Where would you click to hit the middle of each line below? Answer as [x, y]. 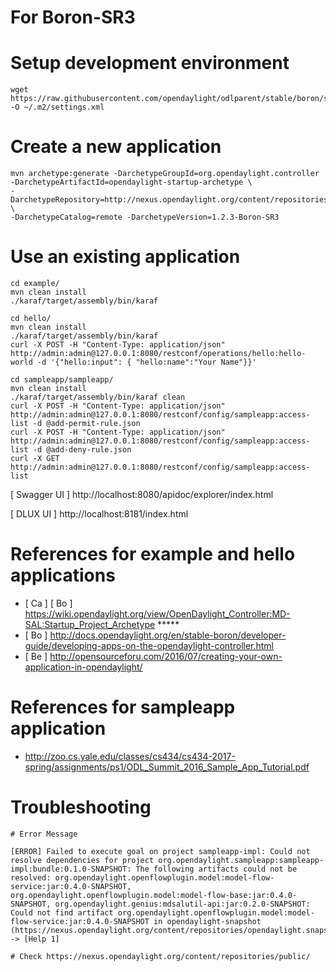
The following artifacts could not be [216, 869]
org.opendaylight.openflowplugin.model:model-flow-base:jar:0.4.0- [154, 895]
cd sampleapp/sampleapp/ [62, 380]
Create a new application [116, 147]
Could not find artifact [62, 912]
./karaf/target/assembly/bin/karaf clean [98, 397]
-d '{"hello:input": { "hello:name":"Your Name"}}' [146, 362]
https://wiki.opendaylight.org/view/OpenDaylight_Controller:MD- [157, 613]
